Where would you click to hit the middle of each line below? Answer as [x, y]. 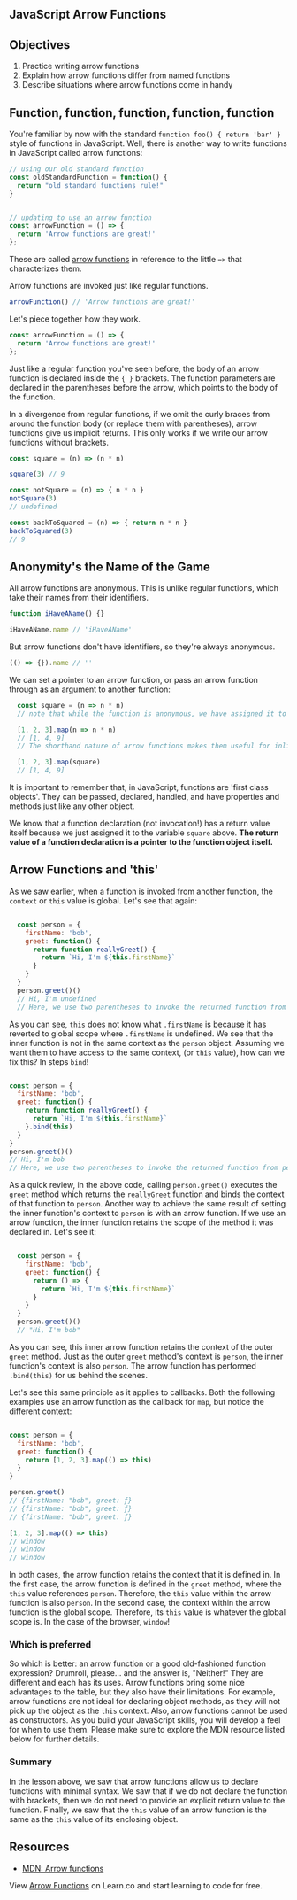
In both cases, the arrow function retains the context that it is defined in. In [145, 1575]
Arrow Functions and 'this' [84, 870]
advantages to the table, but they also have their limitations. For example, [142, 1692]
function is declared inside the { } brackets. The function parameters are [142, 378]
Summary [31, 1762]
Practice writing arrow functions [80, 66]
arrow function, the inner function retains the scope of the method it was [141, 1222]
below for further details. [54, 1739]
